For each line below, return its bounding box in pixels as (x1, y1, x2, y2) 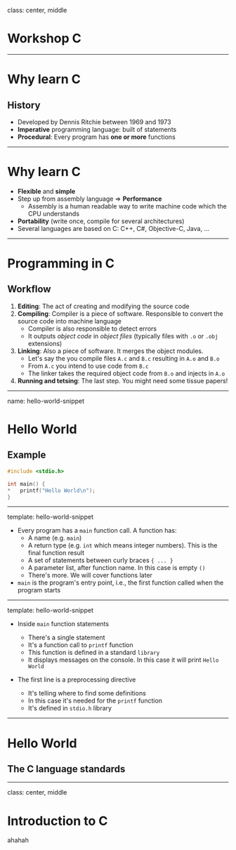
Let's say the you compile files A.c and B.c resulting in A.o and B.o (27, 354, 220, 362)
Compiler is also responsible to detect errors (27, 324, 157, 333)
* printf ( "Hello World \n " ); (7, 487, 96, 494)
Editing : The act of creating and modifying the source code (17, 302, 190, 310)
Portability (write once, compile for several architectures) (17, 217, 185, 225)
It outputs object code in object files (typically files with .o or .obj (27, 331, 218, 340)
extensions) (27, 339, 63, 347)
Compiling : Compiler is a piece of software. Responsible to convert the (17, 309, 223, 318)
